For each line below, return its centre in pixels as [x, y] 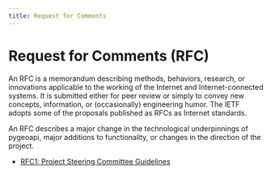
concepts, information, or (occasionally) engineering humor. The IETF [124, 104]
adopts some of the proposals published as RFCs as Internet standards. [128, 112]
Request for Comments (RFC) [109, 55]
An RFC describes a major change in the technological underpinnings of [128, 128]
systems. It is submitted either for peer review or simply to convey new [127, 95]
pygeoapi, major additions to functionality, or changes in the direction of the [135, 137]
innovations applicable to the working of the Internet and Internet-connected [136, 87]
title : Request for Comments [57, 16]
